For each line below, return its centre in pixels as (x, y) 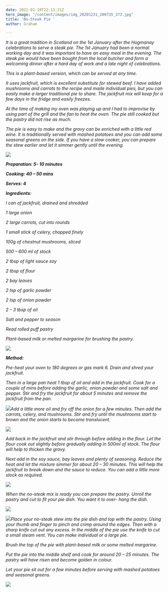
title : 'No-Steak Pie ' (30, 19)
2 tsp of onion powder (28, 300)
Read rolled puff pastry (29, 329)
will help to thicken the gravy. (36, 449)
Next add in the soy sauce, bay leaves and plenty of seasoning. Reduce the (84, 459)
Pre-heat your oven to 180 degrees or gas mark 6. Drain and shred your (80, 368)
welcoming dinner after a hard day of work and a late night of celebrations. (83, 64)
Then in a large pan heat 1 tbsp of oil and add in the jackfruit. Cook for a (80, 383)
